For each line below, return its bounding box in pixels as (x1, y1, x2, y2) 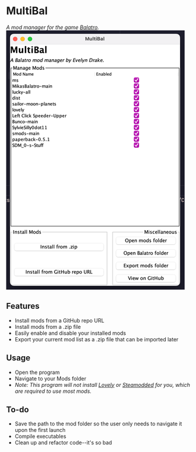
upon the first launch (14, 427, 66, 434)
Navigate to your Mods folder (14, 374, 87, 382)
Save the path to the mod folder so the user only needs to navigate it (14, 420, 182, 427)
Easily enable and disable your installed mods (14, 330, 126, 337)
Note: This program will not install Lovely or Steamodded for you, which (14, 381, 191, 388)
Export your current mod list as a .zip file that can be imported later (14, 335, 179, 343)
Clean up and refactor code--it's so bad (14, 439, 113, 446)
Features (6, 301, 40, 311)
